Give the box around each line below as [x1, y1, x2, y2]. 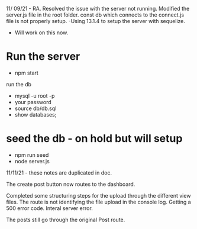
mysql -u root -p [14, 92, 55, 99]
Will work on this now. [14, 29, 69, 36]
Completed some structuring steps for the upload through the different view [6, 192, 191, 199]
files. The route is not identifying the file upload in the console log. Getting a [6, 198, 191, 205]
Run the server [6, 50, 80, 63]
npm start [14, 69, 38, 76]
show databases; [14, 111, 57, 118]
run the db [6, 80, 31, 88]
